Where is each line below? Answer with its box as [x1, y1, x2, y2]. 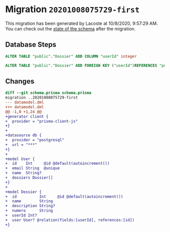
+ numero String [5, 208, 53, 213]
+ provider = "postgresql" [5, 138, 65, 143]
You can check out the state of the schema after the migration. [5, 25, 136, 31]
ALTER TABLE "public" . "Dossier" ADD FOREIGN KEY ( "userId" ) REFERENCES [5, 63, 157, 68]
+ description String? [5, 204, 56, 209]
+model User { [5, 156, 35, 162]
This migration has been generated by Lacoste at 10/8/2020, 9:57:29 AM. [5, 20, 158, 26]
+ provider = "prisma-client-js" [5, 119, 78, 124]
